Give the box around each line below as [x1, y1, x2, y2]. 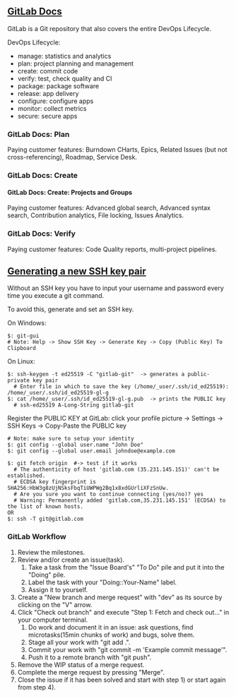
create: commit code [17, 66, 78, 75]
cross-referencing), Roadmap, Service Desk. [7, 153, 138, 162]
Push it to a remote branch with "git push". [28, 653, 152, 661]
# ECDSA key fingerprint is [13, 479, 97, 486]
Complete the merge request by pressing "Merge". [17, 668, 165, 676]
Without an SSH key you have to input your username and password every [7, 284, 224, 292]
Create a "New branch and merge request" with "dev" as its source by [17, 593, 223, 601]
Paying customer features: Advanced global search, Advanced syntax [7, 204, 211, 212]
